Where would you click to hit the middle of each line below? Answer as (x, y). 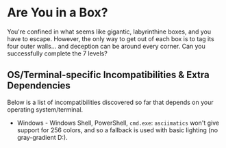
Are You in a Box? (58, 13)
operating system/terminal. (45, 109)
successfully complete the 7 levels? (57, 53)
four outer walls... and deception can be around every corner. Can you (106, 46)
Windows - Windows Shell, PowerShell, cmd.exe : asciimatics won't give (118, 123)
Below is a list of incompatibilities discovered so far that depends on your (110, 102)
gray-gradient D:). (42, 137)
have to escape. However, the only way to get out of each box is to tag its (111, 38)
